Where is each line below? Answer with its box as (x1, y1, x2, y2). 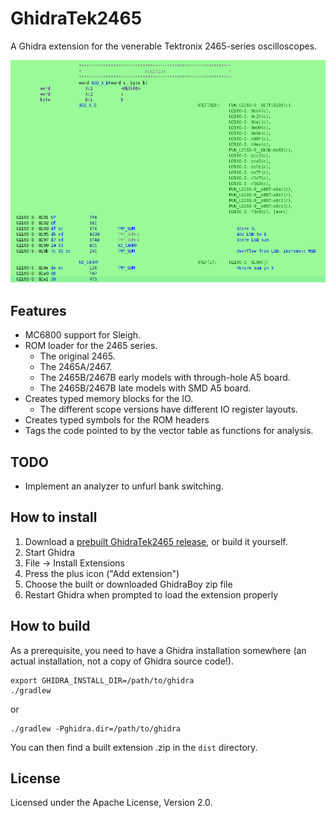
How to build (10, 618, 91, 635)
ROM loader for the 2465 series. (24, 340, 158, 352)
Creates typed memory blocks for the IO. (24, 393, 194, 405)
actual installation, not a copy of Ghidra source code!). (10, 655, 234, 667)
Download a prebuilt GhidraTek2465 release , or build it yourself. (24, 535, 288, 547)
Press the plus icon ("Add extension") (24, 567, 180, 579)
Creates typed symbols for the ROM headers (24, 414, 210, 426)
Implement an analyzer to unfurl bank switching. (24, 480, 224, 492)
